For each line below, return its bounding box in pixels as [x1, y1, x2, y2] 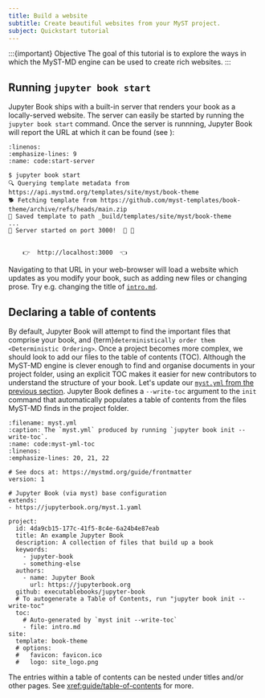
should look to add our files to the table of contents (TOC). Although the [8, 352, 247, 362]
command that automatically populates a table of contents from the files [8, 395, 247, 404]
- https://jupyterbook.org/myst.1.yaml [8, 503, 142, 511]
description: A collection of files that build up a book [15, 539, 214, 547]
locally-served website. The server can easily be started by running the [8, 110, 245, 121]
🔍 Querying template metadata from [8, 179, 130, 187]
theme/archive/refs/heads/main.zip [8, 206, 128, 214]
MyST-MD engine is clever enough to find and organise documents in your [8, 361, 255, 370]
